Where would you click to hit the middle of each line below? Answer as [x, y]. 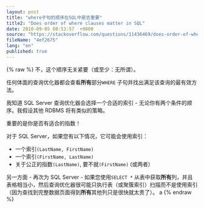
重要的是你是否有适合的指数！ [43, 123]
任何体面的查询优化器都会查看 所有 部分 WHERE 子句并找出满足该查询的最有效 [99, 82]
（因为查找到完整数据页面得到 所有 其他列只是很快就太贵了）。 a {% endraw [99, 192]
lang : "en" [20, 46]
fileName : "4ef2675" [32, 40]
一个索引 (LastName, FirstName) [54, 149]
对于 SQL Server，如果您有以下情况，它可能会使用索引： [77, 136]
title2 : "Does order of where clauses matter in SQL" [76, 23]
